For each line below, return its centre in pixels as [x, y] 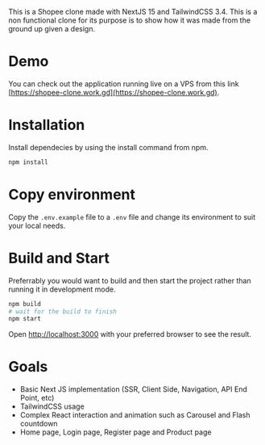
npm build [25, 304]
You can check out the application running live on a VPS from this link [124, 83]
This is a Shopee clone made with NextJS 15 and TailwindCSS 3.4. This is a [133, 12]
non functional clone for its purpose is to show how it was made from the [130, 20]
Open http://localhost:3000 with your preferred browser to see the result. [130, 334]
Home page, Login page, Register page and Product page [116, 432]
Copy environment [72, 194]
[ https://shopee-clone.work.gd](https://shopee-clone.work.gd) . [114, 92]
